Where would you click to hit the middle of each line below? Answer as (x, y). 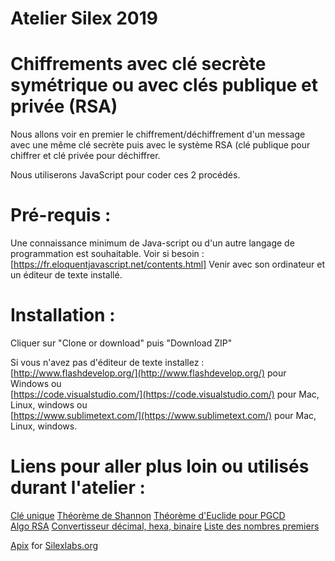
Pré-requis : (61, 215)
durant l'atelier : (78, 488)
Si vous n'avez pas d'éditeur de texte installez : (107, 362)
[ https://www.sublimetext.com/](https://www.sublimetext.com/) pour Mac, (163, 415)
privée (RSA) (64, 106)
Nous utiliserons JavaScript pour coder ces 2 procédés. (125, 175)
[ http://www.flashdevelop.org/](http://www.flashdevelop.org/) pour (148, 373)
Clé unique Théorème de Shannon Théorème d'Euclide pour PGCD (148, 515)
